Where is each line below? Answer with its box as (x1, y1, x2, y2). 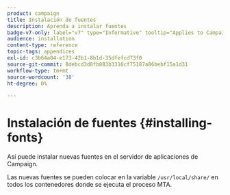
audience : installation (7, 36, 75, 42)
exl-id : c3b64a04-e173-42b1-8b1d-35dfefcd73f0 (7, 55, 142, 62)
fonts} (7, 130, 43, 146)
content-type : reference (7, 42, 78, 49)
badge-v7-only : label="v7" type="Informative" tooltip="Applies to (7, 29, 204, 36)
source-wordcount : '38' (7, 73, 75, 81)
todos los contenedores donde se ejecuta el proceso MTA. (7, 181, 172, 189)
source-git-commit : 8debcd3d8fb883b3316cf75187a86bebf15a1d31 (7, 61, 188, 68)
